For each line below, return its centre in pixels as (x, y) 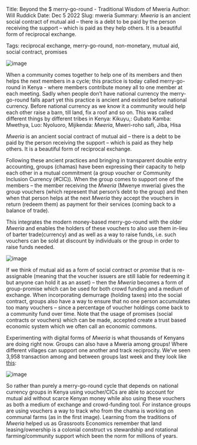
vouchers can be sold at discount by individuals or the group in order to (93, 241)
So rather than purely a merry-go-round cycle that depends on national (92, 386)
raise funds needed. (30, 247)
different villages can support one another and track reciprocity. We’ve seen (98, 350)
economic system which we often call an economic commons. (81, 326)
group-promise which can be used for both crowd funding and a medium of (98, 289)
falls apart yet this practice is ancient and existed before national (108, 100)
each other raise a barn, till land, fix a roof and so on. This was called (90, 112)
